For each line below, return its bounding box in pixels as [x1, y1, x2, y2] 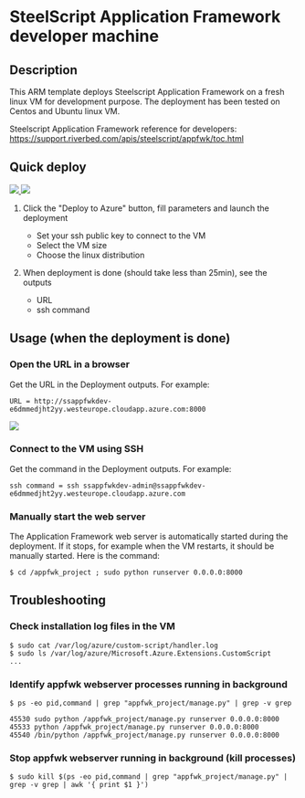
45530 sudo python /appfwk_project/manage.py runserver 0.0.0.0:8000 [9, 715, 280, 724]
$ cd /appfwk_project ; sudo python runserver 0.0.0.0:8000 [9, 568, 244, 577]
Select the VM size [36, 239, 108, 250]
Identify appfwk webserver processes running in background [9, 677, 288, 690]
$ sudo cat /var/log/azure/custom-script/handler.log [9, 641, 219, 650]
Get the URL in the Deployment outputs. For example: [9, 379, 210, 390]
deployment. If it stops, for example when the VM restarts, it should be [9, 541, 275, 551]
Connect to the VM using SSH [9, 443, 144, 456]
